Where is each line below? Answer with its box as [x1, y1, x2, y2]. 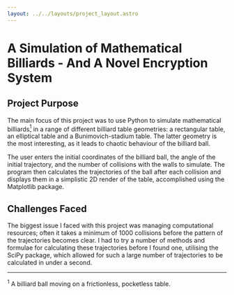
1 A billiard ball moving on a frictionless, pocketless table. [7, 278, 171, 288]
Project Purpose [7, 98, 79, 109]
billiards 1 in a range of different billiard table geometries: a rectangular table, [7, 123, 226, 133]
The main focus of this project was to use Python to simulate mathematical [7, 116, 221, 124]
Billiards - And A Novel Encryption [7, 55, 208, 70]
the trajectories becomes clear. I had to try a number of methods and [7, 236, 205, 245]
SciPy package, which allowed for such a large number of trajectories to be [7, 251, 224, 259]
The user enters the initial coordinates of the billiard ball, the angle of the [7, 153, 216, 161]
